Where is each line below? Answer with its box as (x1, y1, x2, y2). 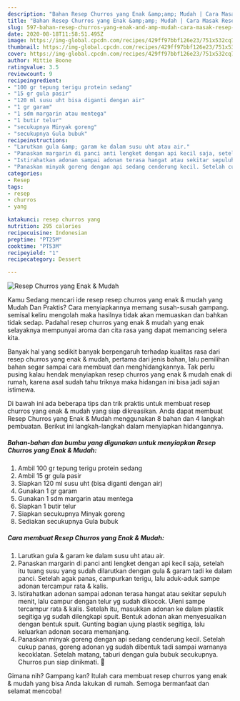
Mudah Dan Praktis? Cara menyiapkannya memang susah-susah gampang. (7, 303, 229, 312)
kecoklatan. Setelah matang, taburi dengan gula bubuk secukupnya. (17, 650, 219, 659)
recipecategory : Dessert (7, 256, 81, 263)
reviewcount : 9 (7, 70, 53, 77)
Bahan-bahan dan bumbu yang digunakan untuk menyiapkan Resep (7, 438, 216, 447)
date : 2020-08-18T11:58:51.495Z (7, 30, 104, 38)
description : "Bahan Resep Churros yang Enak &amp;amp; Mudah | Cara (7, 10, 219, 18)
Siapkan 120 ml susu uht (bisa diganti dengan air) (17, 479, 163, 488)
